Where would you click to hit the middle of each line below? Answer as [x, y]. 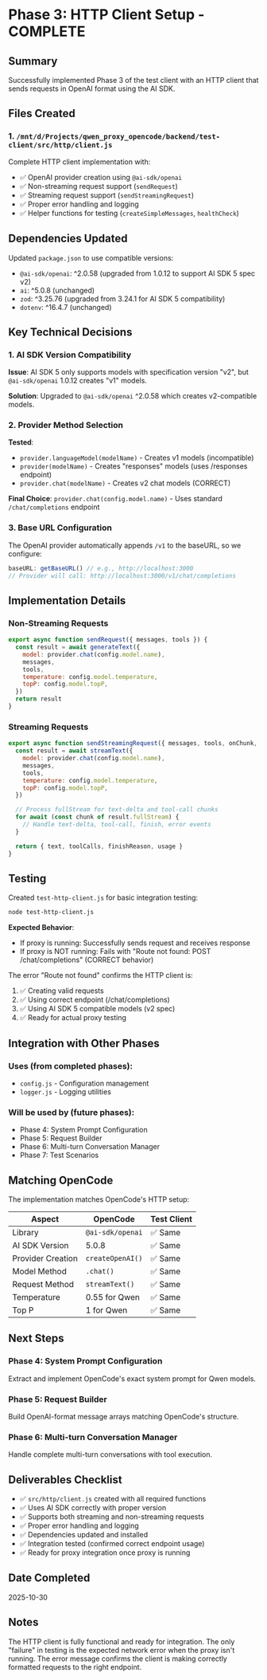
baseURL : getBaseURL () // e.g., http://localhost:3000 [101, 568]
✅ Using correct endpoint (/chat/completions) [95, 1000]
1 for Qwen [106, 1310]
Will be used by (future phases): [72, 1112]
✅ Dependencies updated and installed [84, 1535]
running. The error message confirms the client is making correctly [118, 1658]
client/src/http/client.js [60, 145]
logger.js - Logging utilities [65, 1091]
